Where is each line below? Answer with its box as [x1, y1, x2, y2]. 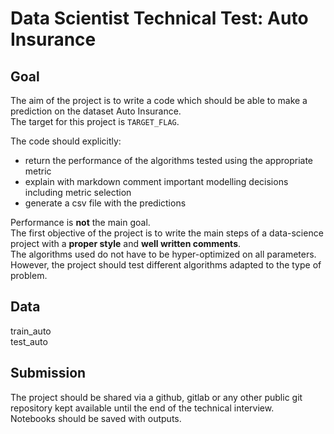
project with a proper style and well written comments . [10, 238, 242, 249]
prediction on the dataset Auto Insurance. [10, 105, 182, 117]
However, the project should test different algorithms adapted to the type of [10, 259, 322, 271]
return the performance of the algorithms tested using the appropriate [24, 155, 314, 166]
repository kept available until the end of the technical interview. [10, 402, 275, 414]
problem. [10, 270, 48, 281]
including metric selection [24, 187, 132, 198]
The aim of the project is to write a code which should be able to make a [10, 95, 308, 106]
